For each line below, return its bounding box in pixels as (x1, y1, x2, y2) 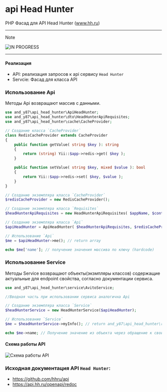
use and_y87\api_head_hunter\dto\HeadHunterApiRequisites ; (5, 115, 130, 120)
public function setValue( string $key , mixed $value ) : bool (14, 165, 146, 170)
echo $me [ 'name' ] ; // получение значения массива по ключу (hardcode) (5, 247, 155, 252)
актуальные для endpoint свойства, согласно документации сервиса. (5, 275, 154, 281)
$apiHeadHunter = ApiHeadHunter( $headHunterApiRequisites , (5, 224, 133, 229)
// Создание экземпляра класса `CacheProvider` (5, 193, 106, 197)
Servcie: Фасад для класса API (12, 76, 78, 83)
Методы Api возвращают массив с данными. (5, 100, 101, 106)
